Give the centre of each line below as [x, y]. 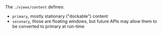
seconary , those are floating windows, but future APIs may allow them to [84, 21]
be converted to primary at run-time [48, 26]
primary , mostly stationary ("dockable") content [60, 16]
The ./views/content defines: [35, 7]
